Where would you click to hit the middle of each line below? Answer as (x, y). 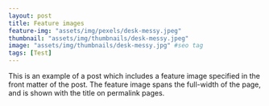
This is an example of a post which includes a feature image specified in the (134, 76)
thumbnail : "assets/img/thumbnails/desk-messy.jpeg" (99, 38)
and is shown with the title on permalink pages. (87, 93)
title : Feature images (46, 23)
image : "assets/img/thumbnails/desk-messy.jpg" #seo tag (106, 46)
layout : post (30, 16)
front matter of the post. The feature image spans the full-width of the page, (135, 84)
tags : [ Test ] (30, 53)
